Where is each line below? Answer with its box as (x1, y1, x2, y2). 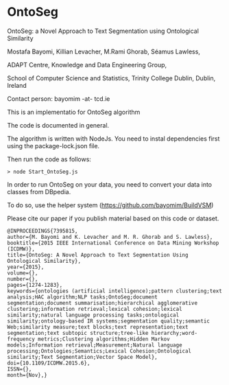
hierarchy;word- (151, 329, 197, 336)
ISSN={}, (7, 365, 32, 373)
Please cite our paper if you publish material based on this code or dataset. (7, 214, 219, 222)
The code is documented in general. (7, 121, 110, 129)
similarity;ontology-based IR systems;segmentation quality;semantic (7, 317, 210, 325)
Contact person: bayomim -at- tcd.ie (7, 94, 110, 103)
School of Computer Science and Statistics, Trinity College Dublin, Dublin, (7, 73, 216, 82)
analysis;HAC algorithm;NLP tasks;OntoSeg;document (7, 293, 158, 301)
